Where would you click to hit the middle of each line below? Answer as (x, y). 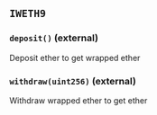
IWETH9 (28, 14)
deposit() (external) (54, 38)
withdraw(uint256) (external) (73, 81)
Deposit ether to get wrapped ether (75, 57)
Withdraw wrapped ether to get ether (78, 100)
